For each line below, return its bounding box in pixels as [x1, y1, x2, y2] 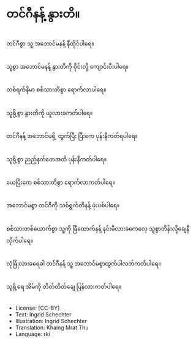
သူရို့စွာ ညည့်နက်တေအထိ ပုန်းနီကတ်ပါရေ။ [6, 155, 107, 162]
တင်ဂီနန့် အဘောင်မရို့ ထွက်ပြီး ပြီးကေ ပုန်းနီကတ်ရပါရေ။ [6, 132, 138, 140]
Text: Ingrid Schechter [15, 310, 72, 318]
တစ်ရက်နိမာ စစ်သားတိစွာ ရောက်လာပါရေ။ [6, 86, 107, 93]
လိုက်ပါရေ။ [6, 237, 34, 244]
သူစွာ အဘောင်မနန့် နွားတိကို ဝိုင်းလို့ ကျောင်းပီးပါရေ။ [6, 63, 129, 70]
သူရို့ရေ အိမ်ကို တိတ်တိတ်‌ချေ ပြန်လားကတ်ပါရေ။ [6, 283, 122, 291]
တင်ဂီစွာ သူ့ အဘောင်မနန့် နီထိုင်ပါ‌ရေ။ [6, 40, 94, 47]
